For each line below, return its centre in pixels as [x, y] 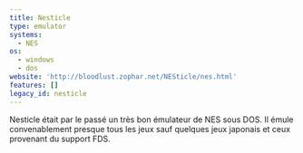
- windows [36, 60]
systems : [26, 34]
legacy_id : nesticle [49, 93]
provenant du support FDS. [60, 139]
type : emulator [38, 26]
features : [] [34, 85]
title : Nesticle [40, 18]
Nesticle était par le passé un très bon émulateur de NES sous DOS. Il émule [151, 120]
